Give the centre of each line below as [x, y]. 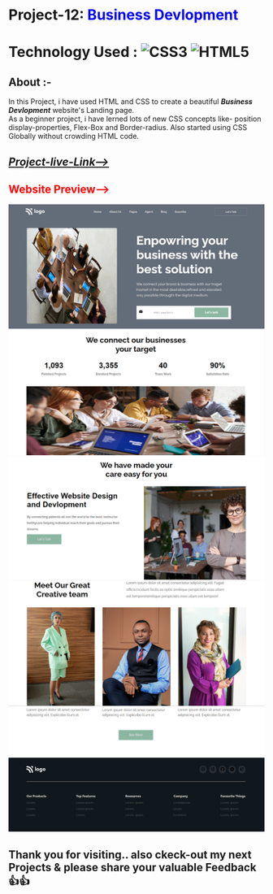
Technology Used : [73, 52]
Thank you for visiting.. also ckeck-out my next [130, 855]
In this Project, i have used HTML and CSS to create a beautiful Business [131, 102]
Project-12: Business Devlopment [123, 15]
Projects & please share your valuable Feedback [132, 867]
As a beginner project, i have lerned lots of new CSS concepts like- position [135, 119]
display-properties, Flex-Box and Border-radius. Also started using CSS [128, 128]
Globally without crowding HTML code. [74, 137]
